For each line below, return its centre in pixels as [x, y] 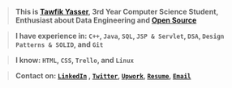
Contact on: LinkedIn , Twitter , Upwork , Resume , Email [103, 75]
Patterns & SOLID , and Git [59, 44]
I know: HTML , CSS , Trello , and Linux [75, 60]
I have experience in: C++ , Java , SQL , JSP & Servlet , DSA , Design [120, 36]
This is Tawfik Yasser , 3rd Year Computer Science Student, [117, 12]
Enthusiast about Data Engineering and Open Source [106, 20]
